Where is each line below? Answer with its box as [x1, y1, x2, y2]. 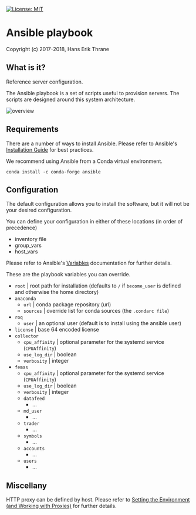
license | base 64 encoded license [14, 326, 100, 333]
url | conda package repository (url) [23, 301, 111, 308]
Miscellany [6, 480, 47, 490]
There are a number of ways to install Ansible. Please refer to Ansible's [6, 140, 178, 147]
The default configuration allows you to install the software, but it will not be [6, 200, 190, 208]
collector [14, 333, 39, 339]
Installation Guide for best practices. [6, 146, 94, 153]
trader [23, 421, 40, 427]
